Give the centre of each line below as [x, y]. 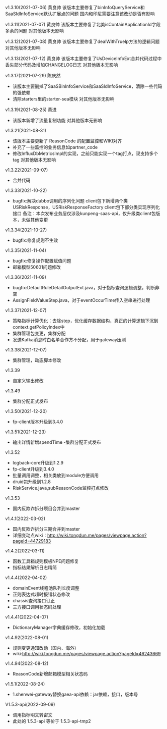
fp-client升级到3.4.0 [33, 469]
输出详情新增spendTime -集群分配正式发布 [57, 442]
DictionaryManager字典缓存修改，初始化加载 [59, 627]
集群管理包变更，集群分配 [39, 333]
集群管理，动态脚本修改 [37, 360]
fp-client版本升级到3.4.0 [38, 422]
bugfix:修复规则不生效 [35, 240]
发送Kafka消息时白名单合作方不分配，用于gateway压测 [69, 340]
